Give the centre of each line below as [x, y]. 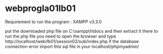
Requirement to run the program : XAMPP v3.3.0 [54, 22]
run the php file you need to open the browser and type [61, 36]
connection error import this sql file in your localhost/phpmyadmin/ [72, 46]
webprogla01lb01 [40, 8]
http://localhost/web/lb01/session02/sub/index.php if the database [72, 41]
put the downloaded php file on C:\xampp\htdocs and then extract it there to [81, 31]
